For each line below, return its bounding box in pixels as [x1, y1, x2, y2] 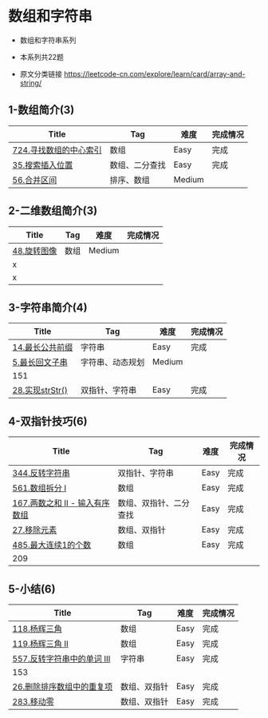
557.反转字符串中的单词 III [12, 653, 111, 664]
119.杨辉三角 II [12, 638, 69, 649]
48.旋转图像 [12, 245, 57, 256]
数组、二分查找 [109, 159, 166, 170]
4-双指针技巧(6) [8, 415, 88, 428]
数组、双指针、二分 [117, 498, 190, 509]
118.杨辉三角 [12, 624, 62, 634]
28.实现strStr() [12, 385, 68, 396]
